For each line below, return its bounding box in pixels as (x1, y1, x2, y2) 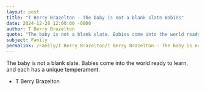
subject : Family (6, 37, 48, 43)
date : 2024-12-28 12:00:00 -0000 (6, 20, 92, 26)
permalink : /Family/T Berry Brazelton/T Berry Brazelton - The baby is (6, 43, 192, 49)
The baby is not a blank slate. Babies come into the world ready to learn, (6, 59, 189, 67)
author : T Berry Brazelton (6, 25, 75, 32)
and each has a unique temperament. (6, 66, 101, 73)
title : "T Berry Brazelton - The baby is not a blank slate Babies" (6, 15, 184, 21)
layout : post (6, 8, 40, 15)
